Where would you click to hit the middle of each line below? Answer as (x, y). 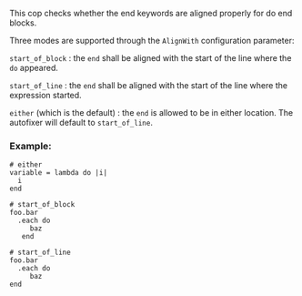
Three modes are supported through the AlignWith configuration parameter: (152, 41)
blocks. (23, 23)
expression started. (45, 95)
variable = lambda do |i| (58, 173)
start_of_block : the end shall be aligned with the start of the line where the (151, 58)
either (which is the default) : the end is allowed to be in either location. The (151, 112)
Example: (30, 146)
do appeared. (34, 68)
